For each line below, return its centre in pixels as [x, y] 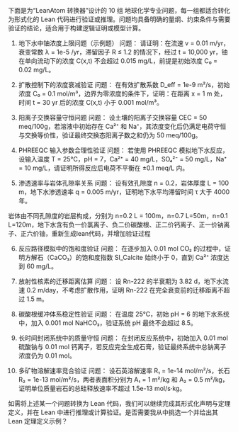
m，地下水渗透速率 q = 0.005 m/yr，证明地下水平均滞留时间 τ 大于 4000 [124, 192]
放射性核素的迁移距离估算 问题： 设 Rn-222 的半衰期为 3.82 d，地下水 [120, 281]
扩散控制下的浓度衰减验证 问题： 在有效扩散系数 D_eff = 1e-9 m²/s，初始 [124, 85]
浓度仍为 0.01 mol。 [47, 356]
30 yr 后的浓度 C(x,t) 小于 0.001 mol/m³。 [103, 102]
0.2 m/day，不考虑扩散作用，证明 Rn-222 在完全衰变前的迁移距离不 [125, 290]
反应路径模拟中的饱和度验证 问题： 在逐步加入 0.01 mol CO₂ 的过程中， [121, 249]
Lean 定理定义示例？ [38, 421]
